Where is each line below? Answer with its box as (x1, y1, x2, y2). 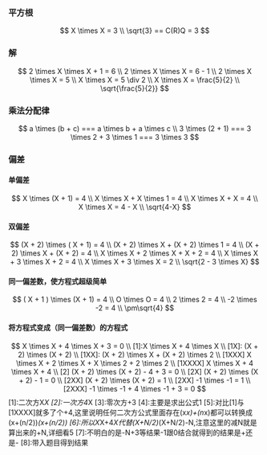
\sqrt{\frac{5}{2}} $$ (99, 83, 170, 93)
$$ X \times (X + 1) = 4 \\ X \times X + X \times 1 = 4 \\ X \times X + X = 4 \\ (11, 194, 258, 203)
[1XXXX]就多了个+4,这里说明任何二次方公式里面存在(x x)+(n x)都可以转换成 (8, 408, 253, 417)
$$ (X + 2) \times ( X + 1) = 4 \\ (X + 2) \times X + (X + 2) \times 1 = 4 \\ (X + (10, 240, 260, 250)
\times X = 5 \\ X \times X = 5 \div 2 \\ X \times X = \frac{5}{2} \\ (29, 75, 241, 84)
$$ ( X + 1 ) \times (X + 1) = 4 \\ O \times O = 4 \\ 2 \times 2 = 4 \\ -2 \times (11, 295, 258, 305)
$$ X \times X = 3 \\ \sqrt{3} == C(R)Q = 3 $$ (59, 26, 210, 35)
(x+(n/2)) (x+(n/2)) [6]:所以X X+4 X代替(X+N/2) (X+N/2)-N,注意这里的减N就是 (8, 417, 258, 427)
